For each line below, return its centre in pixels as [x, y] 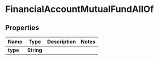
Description [62, 42]
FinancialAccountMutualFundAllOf [79, 9]
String [35, 50]
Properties [22, 28]
